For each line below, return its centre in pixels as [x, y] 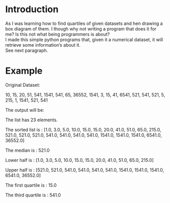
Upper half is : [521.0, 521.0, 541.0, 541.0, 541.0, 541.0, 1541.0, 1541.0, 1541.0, [85, 170]
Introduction [32, 9]
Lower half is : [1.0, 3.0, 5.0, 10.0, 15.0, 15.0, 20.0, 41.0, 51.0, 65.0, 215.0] [79, 160]
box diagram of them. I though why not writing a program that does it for [81, 28]
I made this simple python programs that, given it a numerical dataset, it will [84, 40]
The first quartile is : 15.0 [31, 185]
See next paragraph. [27, 50]
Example [24, 71]
